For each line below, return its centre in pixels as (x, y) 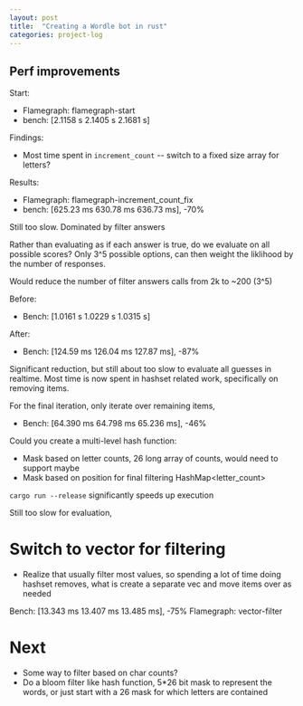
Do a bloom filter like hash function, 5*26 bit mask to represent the (147, 682)
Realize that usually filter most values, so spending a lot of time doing (152, 575)
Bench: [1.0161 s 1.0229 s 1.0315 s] (86, 317)
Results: (24, 183)
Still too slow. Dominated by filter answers (87, 227)
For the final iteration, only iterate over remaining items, (112, 406)
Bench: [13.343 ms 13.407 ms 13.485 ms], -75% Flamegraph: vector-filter (146, 611)
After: (20, 334)
